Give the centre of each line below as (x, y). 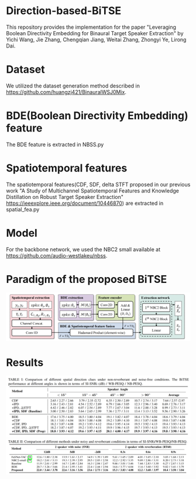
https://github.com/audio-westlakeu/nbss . (57, 255)
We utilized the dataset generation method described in (73, 86)
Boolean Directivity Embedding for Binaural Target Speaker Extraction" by (95, 33)
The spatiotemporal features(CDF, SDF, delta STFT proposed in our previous (98, 184)
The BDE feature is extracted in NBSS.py (55, 144)
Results (25, 363)
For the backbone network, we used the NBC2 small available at (83, 249)
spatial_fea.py (23, 209)
